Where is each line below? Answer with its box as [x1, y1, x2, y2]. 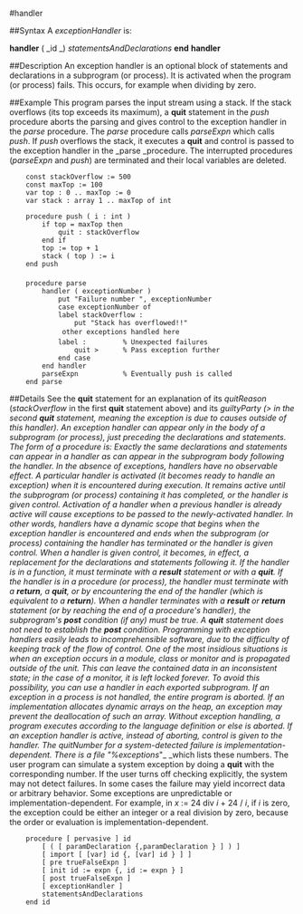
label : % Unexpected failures [57, 338, 208, 347]
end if [42, 236, 67, 245]
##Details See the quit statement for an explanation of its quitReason [9, 393, 267, 404]
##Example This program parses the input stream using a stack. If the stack [9, 97, 292, 108]
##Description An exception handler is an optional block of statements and [9, 61, 289, 71]
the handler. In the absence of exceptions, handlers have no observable [9, 461, 279, 471]
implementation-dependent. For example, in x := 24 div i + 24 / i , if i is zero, [9, 797, 290, 808]
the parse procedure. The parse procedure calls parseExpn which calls [9, 126, 275, 137]
